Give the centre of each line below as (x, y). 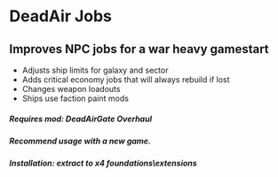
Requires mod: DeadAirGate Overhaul (81, 119)
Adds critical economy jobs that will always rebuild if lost (126, 80)
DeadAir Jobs (61, 16)
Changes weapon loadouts (71, 89)
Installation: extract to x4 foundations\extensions (103, 163)
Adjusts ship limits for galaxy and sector (95, 70)
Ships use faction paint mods (75, 98)
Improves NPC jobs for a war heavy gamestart (139, 49)
